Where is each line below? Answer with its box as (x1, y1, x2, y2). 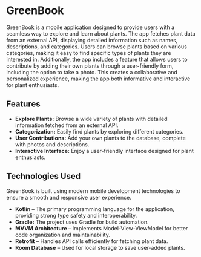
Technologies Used (6, 171, 81, 181)
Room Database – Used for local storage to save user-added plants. (15, 244, 185, 251)
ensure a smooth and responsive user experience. (6, 194, 131, 201)
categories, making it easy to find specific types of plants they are (6, 49, 171, 56)
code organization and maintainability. (15, 231, 110, 238)
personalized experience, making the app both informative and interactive (6, 75, 191, 82)
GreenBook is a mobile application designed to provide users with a (6, 24, 175, 31)
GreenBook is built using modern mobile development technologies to (6, 187, 180, 194)
